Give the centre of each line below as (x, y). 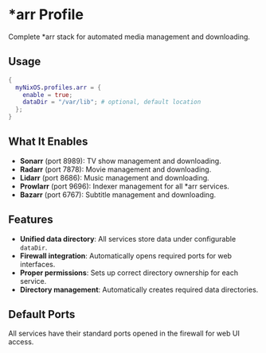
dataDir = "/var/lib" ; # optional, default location (112, 102)
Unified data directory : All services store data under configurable (128, 239)
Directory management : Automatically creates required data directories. (139, 289)
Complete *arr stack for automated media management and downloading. (129, 37)
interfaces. (37, 264)
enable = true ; (48, 95)
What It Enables (48, 142)
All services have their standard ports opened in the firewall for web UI (124, 334)
